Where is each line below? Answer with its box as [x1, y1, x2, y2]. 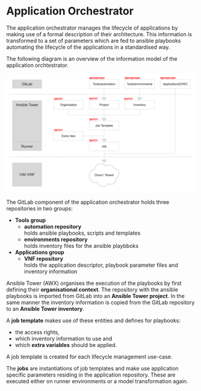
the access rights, [14, 328, 60, 335]
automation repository [23, 223, 82, 230]
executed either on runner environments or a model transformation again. [6, 377, 188, 384]
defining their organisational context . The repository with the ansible [6, 285, 179, 293]
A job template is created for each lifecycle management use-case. [6, 353, 173, 360]
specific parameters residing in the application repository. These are [6, 371, 176, 378]
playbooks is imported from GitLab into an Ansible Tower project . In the [6, 292, 185, 299]
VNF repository [23, 255, 63, 262]
